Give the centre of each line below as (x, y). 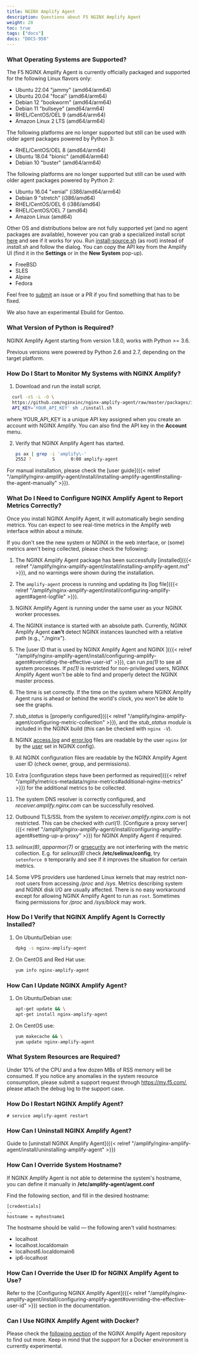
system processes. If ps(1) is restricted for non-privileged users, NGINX (102, 668)
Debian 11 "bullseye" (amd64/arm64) (60, 109)
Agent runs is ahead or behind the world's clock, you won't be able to (99, 698)
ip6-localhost (31, 1257)
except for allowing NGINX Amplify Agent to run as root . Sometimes (98, 895)
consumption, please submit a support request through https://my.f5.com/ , (97, 1082)
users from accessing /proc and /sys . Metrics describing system (105, 883)
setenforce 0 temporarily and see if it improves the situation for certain (101, 859)
